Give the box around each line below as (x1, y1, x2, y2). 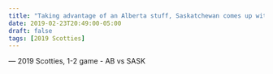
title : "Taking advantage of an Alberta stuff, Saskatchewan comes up (8, 11, 253, 20)
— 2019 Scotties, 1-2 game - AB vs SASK (8, 56, 146, 66)
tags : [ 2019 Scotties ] (8, 34, 85, 43)
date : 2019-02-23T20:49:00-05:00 (8, 19, 122, 27)
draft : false (8, 27, 53, 35)
